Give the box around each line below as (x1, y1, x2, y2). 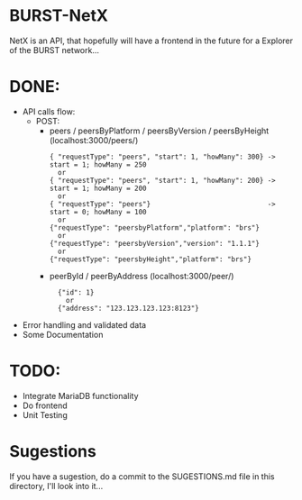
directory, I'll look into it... (9, 480, 104, 491)
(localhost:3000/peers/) (49, 134, 139, 145)
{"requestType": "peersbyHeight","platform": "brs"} (49, 254, 252, 264)
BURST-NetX (9, 5, 108, 26)
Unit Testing (22, 409, 68, 420)
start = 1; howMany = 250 (49, 159, 147, 169)
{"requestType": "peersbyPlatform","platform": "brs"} (49, 223, 260, 232)
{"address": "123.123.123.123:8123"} (57, 304, 200, 313)
